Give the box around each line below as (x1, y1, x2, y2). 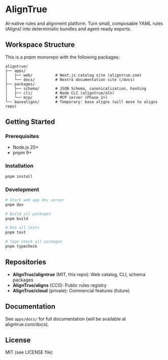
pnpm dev (5, 202, 24, 207)
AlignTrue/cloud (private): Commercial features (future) (12, 287, 130, 293)
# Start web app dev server (5, 197, 65, 203)
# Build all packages (5, 211, 51, 216)
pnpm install (5, 174, 33, 179)
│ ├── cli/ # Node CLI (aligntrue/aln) (5, 90, 115, 95)
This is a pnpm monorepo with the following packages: (5, 54, 120, 60)
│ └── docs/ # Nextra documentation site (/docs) (5, 77, 136, 82)
